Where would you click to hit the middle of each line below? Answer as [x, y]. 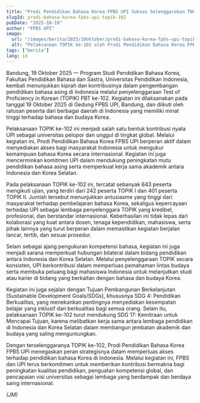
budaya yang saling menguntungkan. [51, 333]
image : [14, 34]
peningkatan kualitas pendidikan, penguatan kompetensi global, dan [90, 370]
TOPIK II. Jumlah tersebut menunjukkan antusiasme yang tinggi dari [89, 197]
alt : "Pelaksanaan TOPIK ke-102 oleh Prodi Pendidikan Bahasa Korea [98, 45]
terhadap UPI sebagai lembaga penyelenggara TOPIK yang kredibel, [90, 209]
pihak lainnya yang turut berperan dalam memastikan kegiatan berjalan [93, 228]
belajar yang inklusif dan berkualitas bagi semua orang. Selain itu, [87, 308]
